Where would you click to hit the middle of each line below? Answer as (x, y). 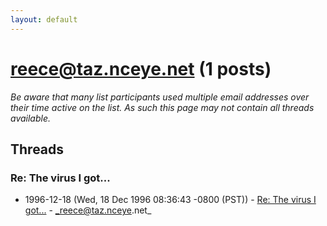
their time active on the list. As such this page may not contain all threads (162, 107)
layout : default (44, 19)
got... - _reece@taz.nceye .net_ (88, 210)
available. (31, 118)
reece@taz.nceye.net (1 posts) (141, 68)
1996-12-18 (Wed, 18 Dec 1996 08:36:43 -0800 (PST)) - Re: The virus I (170, 200)
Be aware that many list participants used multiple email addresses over (160, 97)
